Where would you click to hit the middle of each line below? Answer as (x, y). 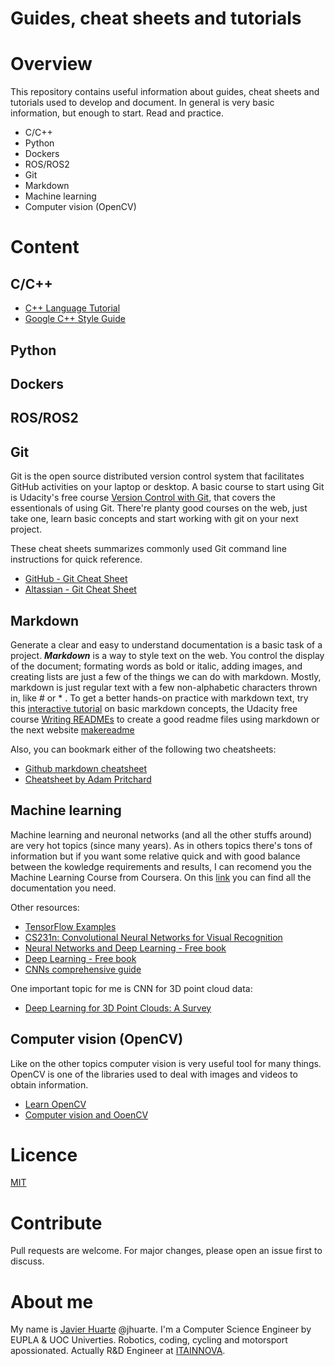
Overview (51, 64)
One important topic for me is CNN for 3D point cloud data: (131, 988)
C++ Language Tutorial (72, 308)
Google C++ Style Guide (75, 319)
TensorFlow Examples (70, 926)
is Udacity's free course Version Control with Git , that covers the (143, 498)
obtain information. (49, 1084)
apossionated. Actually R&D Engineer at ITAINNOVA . (118, 1351)
